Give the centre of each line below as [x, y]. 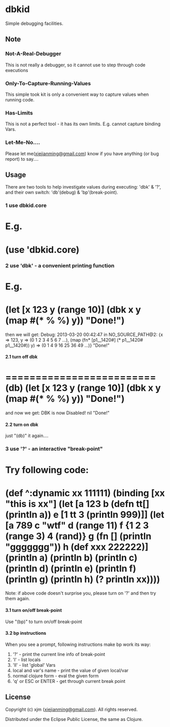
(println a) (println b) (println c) [72, 557]
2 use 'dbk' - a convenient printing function [60, 266]
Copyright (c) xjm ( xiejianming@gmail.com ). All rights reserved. [72, 709]
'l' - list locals [27, 660]
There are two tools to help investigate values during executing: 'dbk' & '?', [83, 187]
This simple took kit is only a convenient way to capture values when [77, 94]
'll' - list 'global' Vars [34, 665]
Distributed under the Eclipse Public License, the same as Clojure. [74, 719]
